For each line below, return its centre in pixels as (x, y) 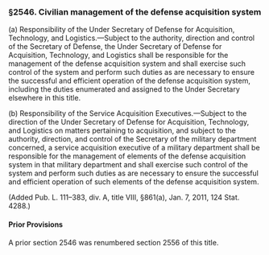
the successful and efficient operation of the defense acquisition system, (130, 81)
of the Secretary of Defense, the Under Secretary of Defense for (115, 47)
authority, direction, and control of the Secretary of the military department (132, 139)
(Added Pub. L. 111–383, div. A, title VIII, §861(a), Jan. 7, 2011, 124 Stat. (124, 197)
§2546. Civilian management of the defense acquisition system (135, 12)
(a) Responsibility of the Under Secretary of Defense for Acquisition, (122, 30)
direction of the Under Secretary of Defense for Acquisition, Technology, (129, 122)
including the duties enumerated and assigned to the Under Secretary (124, 89)
